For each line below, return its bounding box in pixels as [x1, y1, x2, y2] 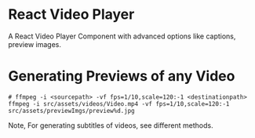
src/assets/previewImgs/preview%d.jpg [8, 107, 135, 114]
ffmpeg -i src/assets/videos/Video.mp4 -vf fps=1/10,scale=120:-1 [8, 100, 230, 107]
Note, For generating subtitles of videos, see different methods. [8, 120, 213, 130]
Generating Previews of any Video [8, 67, 235, 85]
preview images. [8, 39, 61, 49]
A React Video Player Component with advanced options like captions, [8, 31, 236, 41]
